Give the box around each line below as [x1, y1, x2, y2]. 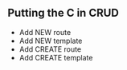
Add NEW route [18, 27, 72, 37]
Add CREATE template [18, 52, 93, 62]
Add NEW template [18, 36, 83, 45]
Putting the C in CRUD [7, 6, 120, 20]
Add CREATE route [18, 44, 82, 54]
